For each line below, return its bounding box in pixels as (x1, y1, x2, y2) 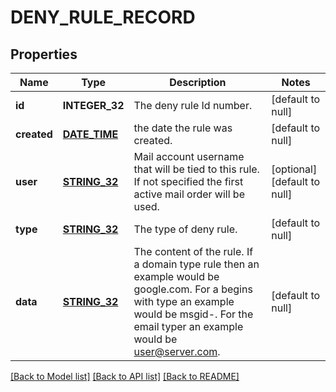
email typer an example (133, 320, 244, 333)
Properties (10, 46, 78, 63)
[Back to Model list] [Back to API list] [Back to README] (10, 371, 240, 382)
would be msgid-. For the (133, 307, 254, 321)
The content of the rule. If (133, 245, 254, 258)
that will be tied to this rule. (133, 162, 260, 176)
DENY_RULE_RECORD (10, 6, 196, 29)
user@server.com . (133, 345, 221, 358)
